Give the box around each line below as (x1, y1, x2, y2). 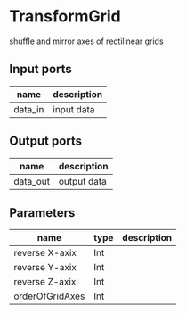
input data (53, 103, 95, 115)
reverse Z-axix (13, 276, 77, 288)
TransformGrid (9, 6, 122, 27)
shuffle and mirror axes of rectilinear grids (9, 36, 164, 46)
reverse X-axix (13, 247, 77, 260)
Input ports (9, 62, 73, 77)
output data (58, 175, 107, 187)
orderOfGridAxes (13, 290, 85, 302)
